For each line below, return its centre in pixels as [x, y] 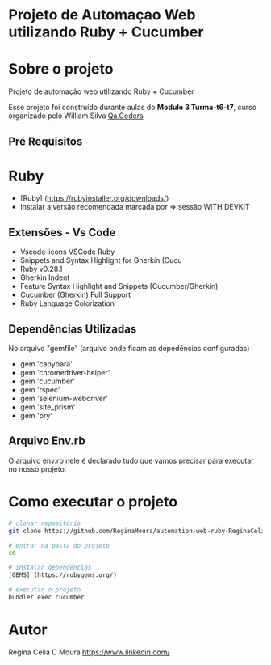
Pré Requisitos [46, 141]
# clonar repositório [45, 523]
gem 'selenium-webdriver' [64, 399]
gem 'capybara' [46, 364]
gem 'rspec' [40, 390]
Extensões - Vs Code [62, 232]
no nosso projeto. [38, 469]
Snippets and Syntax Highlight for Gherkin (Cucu [101, 260]
